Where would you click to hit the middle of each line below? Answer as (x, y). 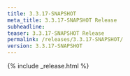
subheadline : (26, 26)
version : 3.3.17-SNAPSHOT (45, 46)
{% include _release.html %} (48, 66)
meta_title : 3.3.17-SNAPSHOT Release (62, 20)
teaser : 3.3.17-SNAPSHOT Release (56, 33)
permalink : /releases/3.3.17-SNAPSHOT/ (65, 40)
